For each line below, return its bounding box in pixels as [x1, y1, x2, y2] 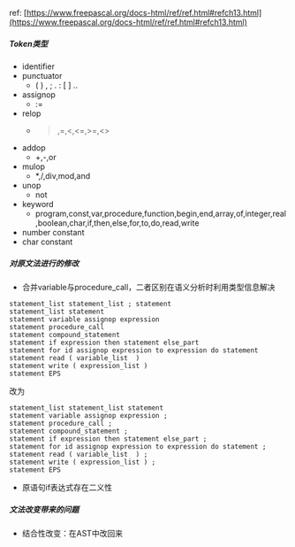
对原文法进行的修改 [9, 258, 79, 268]
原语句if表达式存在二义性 [21, 482, 113, 492]
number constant [21, 227, 85, 237]
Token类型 [9, 38, 49, 49]
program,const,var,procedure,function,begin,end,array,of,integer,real [34, 208, 287, 219]
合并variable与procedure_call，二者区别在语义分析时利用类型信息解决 [21, 281, 276, 292]
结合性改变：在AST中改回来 [21, 528, 124, 538]
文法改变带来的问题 [9, 504, 79, 514]
